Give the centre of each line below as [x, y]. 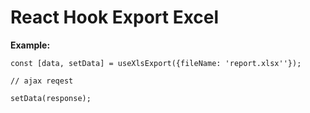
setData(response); [51, 98]
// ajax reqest [42, 81]
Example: [30, 45]
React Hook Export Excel [115, 17]
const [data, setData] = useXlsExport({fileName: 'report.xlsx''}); [156, 63]
